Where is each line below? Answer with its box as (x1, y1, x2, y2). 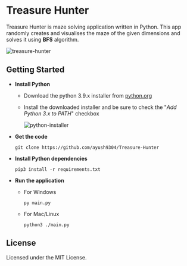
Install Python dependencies (14, 155, 88, 162)
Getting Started (6, 65, 65, 75)
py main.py (23, 200, 51, 206)
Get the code (14, 133, 48, 140)
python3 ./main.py (23, 221, 70, 228)
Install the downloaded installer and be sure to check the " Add (23, 104, 177, 111)
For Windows (23, 188, 57, 195)
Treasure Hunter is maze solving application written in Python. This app (6, 23, 182, 30)
